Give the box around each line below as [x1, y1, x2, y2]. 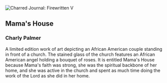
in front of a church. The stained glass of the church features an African [5, 51, 155, 57]
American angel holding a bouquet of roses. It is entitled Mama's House [5, 56, 155, 62]
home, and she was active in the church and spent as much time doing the [5, 67, 161, 73]
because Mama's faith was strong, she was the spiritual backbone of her [5, 62, 157, 68]
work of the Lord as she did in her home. [5, 72, 90, 78]
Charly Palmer [5, 35, 41, 42]
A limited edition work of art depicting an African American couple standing [5, 46, 163, 52]
